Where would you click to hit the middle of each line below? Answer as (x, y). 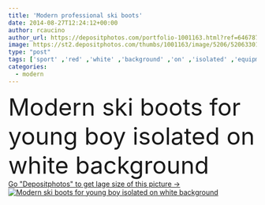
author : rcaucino (37, 30)
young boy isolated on (131, 136)
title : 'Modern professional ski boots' (76, 15)
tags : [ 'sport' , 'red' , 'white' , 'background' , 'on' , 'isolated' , (121, 60)
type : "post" (30, 52)
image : (19, 45)
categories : (28, 67)
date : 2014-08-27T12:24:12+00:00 (63, 23)
